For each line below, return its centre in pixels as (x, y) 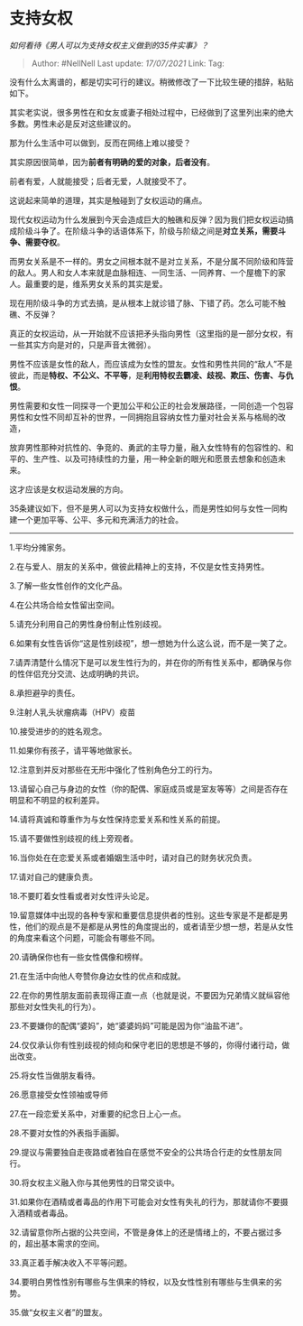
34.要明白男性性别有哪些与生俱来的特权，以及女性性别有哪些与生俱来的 (142, 1282)
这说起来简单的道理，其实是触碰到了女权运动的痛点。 (108, 200)
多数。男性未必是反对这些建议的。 (73, 124)
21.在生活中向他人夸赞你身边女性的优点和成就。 (98, 976)
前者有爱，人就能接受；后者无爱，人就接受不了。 (100, 181)
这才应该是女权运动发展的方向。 (69, 489)
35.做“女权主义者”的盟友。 (58, 1312)
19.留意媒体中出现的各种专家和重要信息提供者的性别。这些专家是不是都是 (145, 915)
